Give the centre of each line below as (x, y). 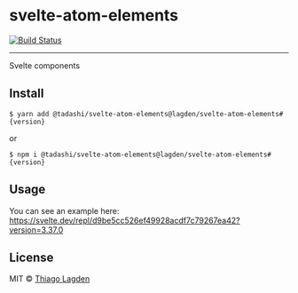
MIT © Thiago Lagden (50, 279)
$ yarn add (29, 114)
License (31, 257)
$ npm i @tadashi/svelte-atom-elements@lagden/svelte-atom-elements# (141, 154)
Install (27, 94)
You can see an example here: (64, 210)
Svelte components (45, 65)
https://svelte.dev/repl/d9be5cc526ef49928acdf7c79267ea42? (125, 220)
